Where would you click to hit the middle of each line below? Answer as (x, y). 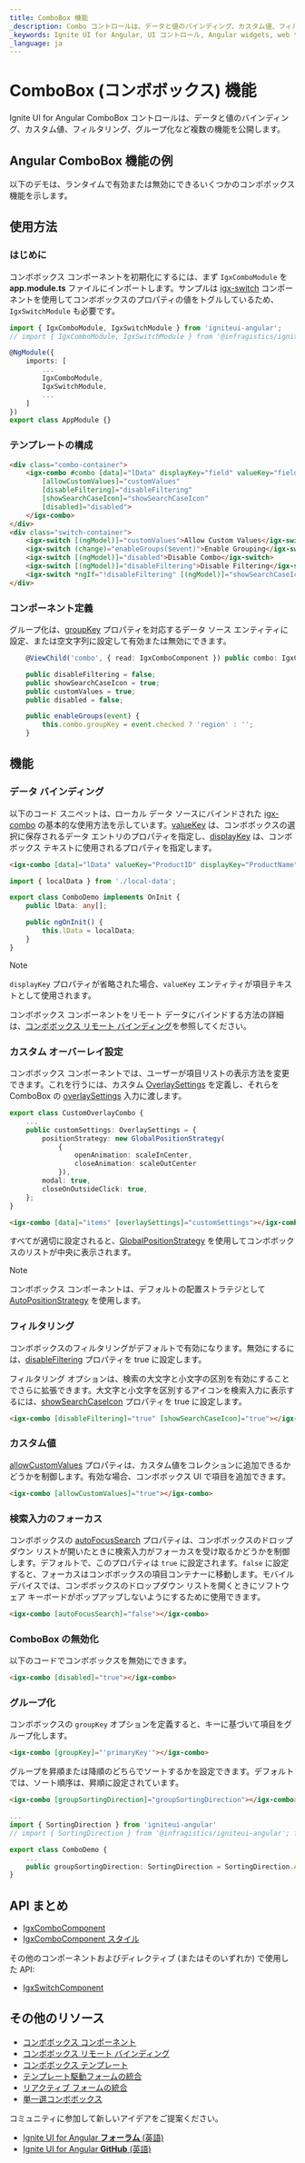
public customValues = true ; (81, 692)
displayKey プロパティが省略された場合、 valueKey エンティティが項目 (139, 983)
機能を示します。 (41, 195)
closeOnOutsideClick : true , (95, 1189)
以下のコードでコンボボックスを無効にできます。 (101, 1660)
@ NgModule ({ (32, 353)
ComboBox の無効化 (54, 1639)
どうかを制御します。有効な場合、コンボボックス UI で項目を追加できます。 (150, 1476)
